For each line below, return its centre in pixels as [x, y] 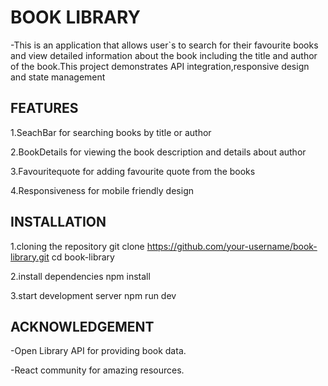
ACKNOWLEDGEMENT [82, 326]
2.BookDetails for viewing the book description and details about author [158, 152]
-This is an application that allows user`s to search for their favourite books [164, 45]
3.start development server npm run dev [93, 295]
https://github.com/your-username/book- [232, 246]
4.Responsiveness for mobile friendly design [102, 190]
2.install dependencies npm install [80, 276]
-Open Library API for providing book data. [98, 351]
